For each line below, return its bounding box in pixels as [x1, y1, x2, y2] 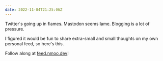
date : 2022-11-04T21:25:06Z [5, 7, 63, 12]
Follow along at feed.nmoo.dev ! [5, 50, 69, 56]
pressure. [5, 26, 25, 32]
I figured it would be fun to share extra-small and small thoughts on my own [5, 35, 158, 41]
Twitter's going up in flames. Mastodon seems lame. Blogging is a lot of [5, 21, 150, 27]
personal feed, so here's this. [5, 40, 64, 47]
